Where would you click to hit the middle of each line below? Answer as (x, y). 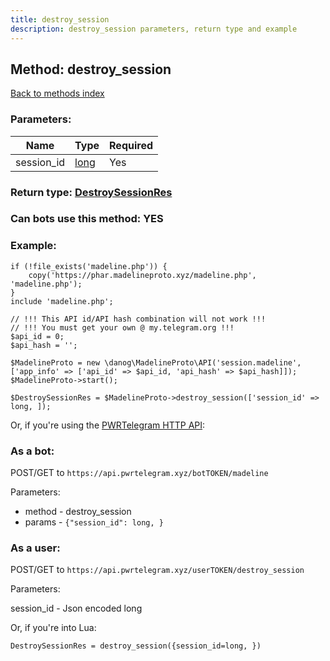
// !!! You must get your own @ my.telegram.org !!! (122, 327)
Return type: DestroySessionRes (91, 192)
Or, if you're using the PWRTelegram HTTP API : (108, 425)
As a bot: (32, 451)
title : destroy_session (60, 19)
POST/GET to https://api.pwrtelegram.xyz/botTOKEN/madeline (139, 473)
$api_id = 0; (37, 336)
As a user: (35, 548)
